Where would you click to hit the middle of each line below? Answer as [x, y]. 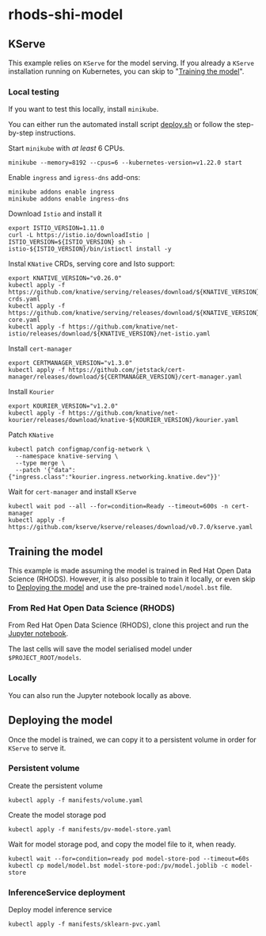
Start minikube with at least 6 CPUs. [66, 148]
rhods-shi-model [66, 15]
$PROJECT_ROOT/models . [45, 658]
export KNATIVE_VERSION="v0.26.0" [65, 278]
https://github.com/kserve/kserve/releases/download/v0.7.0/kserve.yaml [131, 527]
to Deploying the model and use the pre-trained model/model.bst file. [120, 588]
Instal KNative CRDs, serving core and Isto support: [92, 264]
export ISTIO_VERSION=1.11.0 [56, 228]
